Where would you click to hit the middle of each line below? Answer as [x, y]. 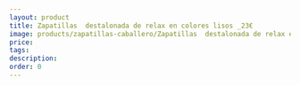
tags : [19, 50]
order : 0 [25, 67]
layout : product [39, 17]
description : [33, 58]
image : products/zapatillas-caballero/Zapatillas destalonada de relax [147, 34]
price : [21, 42]
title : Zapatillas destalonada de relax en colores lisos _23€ [131, 26]
